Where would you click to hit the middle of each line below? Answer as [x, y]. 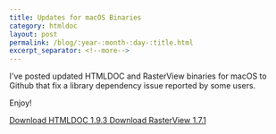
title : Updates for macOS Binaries [75, 17]
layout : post [33, 34]
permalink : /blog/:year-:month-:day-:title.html [101, 42]
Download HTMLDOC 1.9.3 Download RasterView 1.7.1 [108, 121]
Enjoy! [21, 103]
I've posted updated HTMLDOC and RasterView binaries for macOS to [138, 76]
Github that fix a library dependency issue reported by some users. [133, 86]
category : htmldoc [43, 26]
